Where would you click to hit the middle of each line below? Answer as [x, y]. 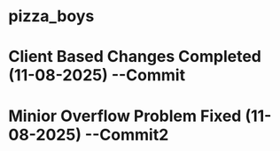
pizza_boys [51, 16]
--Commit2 [127, 135]
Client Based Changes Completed [135, 57]
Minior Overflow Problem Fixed [125, 116]
